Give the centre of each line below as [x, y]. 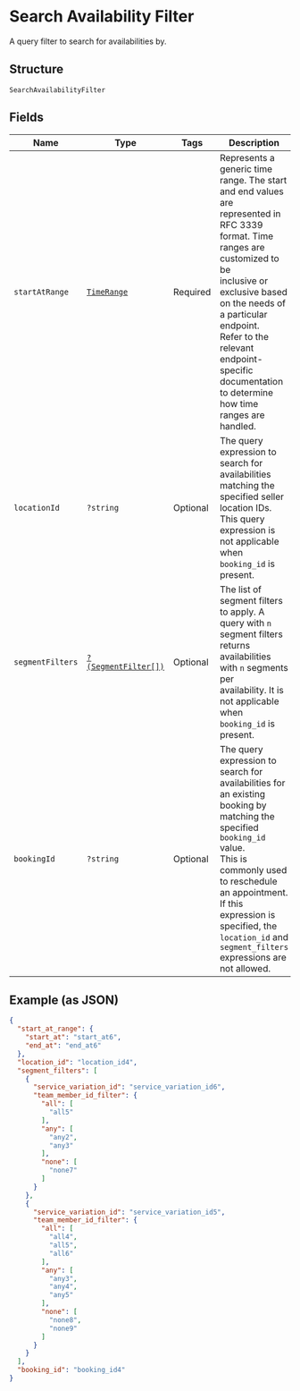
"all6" [61, 1253]
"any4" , [63, 1287]
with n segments [254, 667]
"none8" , [65, 1320]
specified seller [252, 496]
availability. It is [252, 690]
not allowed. [245, 968]
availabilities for [253, 783]
